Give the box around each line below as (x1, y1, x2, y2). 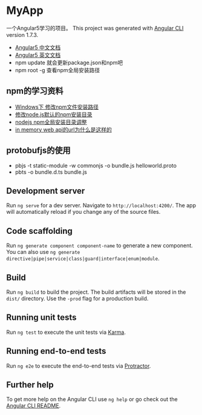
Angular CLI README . (6, 402, 61, 410)
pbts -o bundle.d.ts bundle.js (15, 168, 88, 176)
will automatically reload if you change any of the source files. (6, 208, 161, 216)
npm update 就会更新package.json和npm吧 (15, 59, 123, 66)
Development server (6, 185, 85, 196)
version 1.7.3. (6, 31, 39, 38)
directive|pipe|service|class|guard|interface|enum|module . (6, 255, 160, 262)
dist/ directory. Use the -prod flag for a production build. (6, 295, 149, 302)
